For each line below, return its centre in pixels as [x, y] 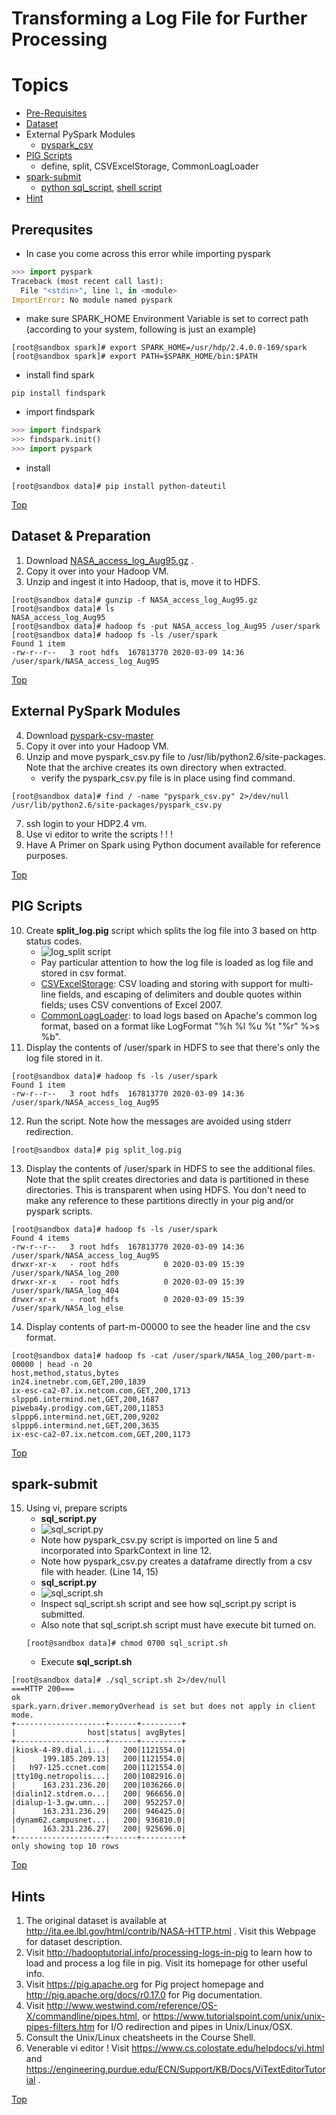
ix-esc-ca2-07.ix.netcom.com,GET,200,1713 [101, 1390]
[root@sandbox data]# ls [63, 608]
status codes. [54, 941]
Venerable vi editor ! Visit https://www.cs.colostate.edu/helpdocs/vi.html [175, 2048]
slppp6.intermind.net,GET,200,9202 [85, 1417]
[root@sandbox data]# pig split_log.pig [97, 1150]
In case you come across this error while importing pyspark [148, 253]
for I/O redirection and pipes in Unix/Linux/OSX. [195, 2027]
